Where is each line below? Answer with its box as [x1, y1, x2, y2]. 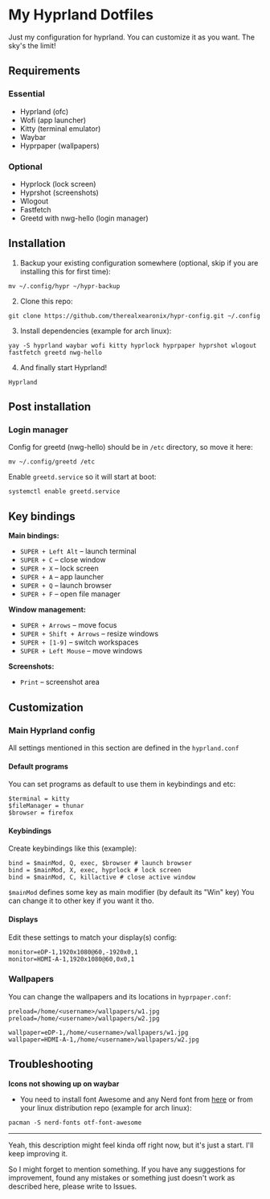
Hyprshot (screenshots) [19, 187, 99, 197]
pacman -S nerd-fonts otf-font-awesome [8, 1119, 142, 1127]
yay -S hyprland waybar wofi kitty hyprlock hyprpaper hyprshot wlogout [8, 341, 257, 349]
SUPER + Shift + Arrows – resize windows [19, 629, 159, 639]
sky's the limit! [8, 40, 56, 50]
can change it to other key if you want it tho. [8, 896, 154, 906]
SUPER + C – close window [19, 555, 106, 565]
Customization [8, 700, 84, 714]
